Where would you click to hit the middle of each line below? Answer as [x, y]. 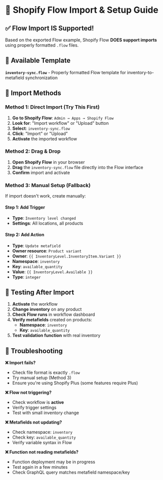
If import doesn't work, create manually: [45, 196]
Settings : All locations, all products [48, 224]
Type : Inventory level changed [44, 218]
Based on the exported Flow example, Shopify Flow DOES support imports [81, 40]
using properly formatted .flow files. [42, 45]
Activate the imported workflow [44, 139]
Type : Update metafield [36, 246]
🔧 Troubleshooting [34, 351]
